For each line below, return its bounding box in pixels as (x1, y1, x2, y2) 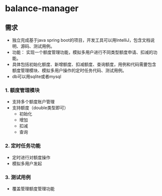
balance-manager (5, 3, 79, 14)
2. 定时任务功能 (5, 143, 41, 149)
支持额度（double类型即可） (12, 105, 69, 111)
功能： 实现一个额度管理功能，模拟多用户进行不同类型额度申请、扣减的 (12, 49, 153, 55)
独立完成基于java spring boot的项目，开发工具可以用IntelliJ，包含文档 (12, 37, 151, 43)
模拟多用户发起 (12, 161, 42, 166)
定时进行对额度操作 (12, 154, 51, 160)
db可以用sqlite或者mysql (12, 74, 61, 79)
